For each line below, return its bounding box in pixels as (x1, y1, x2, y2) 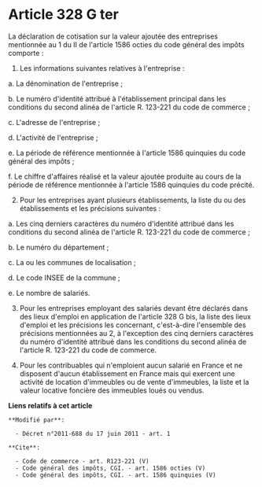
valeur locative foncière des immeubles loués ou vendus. (19, 386, 205, 395)
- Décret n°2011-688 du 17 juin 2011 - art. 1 (15, 430, 171, 437)
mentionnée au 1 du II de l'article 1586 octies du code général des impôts (8, 39, 245, 49)
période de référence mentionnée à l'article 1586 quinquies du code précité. (8, 179, 255, 190)
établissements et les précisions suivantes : (19, 203, 161, 213)
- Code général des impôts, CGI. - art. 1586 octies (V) (15, 464, 206, 472)
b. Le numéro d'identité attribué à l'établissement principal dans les (8, 94, 227, 103)
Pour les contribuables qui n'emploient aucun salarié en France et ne (19, 360, 243, 370)
